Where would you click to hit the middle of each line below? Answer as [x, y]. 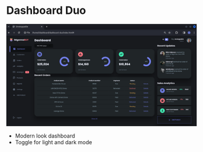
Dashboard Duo [46, 11]
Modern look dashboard [45, 136]
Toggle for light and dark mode [53, 142]
